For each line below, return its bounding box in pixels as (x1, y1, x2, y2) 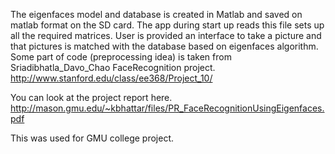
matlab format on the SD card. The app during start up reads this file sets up (10, 19, 325, 31)
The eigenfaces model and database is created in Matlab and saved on (10, 9, 303, 20)
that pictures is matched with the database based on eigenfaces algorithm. (10, 40, 319, 52)
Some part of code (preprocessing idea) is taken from (10, 51, 232, 63)
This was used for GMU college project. (10, 132, 175, 144)
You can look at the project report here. (10, 92, 173, 103)
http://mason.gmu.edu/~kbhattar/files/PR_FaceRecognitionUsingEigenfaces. (10, 102, 325, 114)
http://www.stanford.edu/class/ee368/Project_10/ (10, 72, 213, 84)
